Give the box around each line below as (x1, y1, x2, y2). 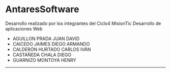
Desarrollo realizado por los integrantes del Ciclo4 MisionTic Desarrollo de (5, 20, 161, 26)
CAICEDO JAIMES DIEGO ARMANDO (12, 41, 90, 47)
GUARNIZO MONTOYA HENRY (12, 57, 76, 63)
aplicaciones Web (5, 25, 43, 31)
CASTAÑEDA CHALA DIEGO (12, 52, 72, 58)
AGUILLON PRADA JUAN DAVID (12, 35, 80, 42)
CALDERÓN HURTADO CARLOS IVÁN (12, 46, 91, 52)
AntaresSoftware (5, 4, 79, 15)
